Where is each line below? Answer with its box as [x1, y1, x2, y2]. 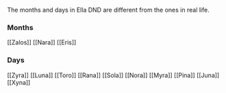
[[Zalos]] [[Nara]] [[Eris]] [7, 38, 77, 46]
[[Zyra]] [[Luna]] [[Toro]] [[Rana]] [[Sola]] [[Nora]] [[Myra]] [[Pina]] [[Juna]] [7, 71, 220, 79]
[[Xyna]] [7, 78, 31, 86]
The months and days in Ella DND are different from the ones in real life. [7, 6, 210, 14]
